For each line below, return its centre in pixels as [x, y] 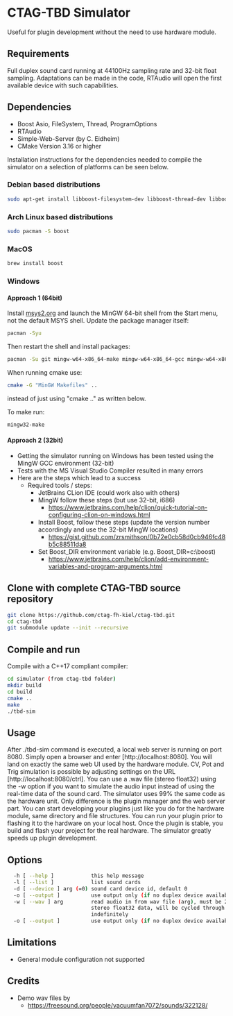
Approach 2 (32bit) [35, 440]
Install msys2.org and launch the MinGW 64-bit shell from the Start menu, [113, 313]
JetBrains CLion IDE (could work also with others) [109, 492]
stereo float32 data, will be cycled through [158, 908]
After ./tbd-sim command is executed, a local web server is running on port [114, 750]
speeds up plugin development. [52, 838]
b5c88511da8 [67, 544]
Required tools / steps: [60, 485]
